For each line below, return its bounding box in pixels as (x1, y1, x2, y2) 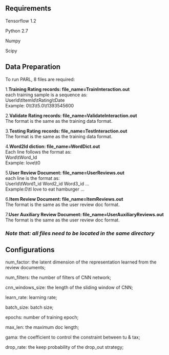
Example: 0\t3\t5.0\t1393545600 (5, 102, 74, 108)
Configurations (5, 245, 55, 254)
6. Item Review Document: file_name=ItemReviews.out (5, 196, 123, 202)
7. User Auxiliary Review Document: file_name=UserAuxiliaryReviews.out (5, 211, 164, 217)
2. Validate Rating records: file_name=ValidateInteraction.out (5, 113, 137, 119)
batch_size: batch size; (5, 304, 54, 310)
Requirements (5, 4, 51, 13)
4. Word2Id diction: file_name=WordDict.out (5, 143, 100, 150)
